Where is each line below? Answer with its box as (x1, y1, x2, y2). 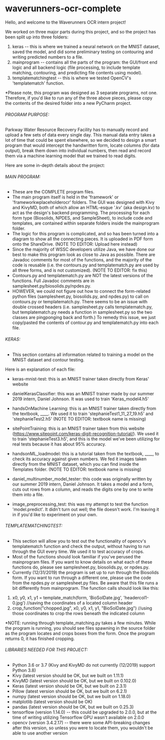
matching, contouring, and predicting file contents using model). (12, 69, 142, 75)
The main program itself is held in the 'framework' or (12, 194, 119, 200)
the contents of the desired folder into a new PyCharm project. (5, 100, 132, 106)
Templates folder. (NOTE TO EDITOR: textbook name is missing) (12, 466, 141, 472)
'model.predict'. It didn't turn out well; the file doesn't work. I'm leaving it (12, 506, 159, 512)
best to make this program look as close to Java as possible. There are (12, 252, 156, 257)
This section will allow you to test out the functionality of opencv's (12, 538, 146, 544)
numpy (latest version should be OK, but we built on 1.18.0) (12, 693, 131, 699)
